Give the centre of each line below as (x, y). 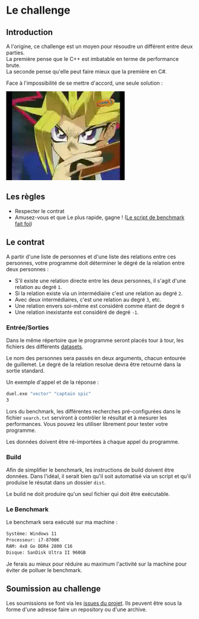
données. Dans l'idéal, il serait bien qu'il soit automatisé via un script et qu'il (99, 476)
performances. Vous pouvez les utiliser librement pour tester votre (87, 424)
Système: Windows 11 (32, 534)
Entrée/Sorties (28, 328)
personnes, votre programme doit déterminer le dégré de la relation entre (95, 263)
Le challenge (38, 10)
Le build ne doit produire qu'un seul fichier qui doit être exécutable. (88, 494)
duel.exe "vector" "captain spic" (49, 394)
